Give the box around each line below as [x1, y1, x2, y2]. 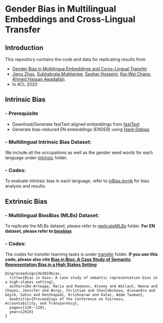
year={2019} [9, 309, 34, 315]
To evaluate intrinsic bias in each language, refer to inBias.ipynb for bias [5, 178, 149, 184]
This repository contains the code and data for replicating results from [5, 57, 146, 62]
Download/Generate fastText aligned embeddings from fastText [12, 121, 140, 127]
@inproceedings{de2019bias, [5, 271, 62, 276]
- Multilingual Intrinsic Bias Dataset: [5, 138, 91, 145]
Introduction [5, 43, 44, 52]
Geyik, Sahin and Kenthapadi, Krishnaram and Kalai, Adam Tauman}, [5, 292, 145, 298]
